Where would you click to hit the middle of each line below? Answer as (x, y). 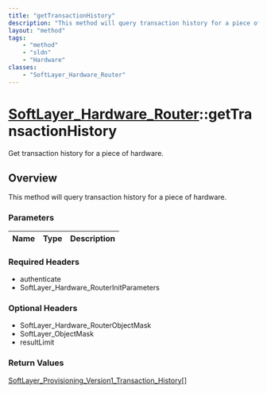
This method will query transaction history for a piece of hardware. (118, 197)
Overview (33, 178)
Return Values (36, 363)
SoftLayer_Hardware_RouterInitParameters (90, 287)
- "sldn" (37, 53)
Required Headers (44, 262)
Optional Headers (43, 308)
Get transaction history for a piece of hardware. (86, 153)
